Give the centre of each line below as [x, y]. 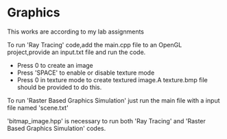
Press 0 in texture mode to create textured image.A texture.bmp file [112, 79]
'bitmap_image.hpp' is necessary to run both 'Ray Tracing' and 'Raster [106, 121]
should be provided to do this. [59, 87]
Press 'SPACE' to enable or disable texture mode [86, 73]
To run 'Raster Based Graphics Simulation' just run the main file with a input [114, 100]
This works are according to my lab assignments [75, 31]
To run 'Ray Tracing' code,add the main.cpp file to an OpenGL [95, 45]
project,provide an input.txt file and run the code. [76, 52]
